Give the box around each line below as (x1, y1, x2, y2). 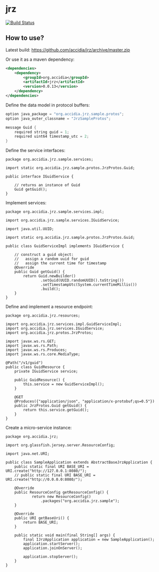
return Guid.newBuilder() (23, 274, 76, 279)
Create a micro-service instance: (5, 425, 72, 431)
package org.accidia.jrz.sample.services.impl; (5, 209, 105, 214)
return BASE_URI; (23, 520, 58, 525)
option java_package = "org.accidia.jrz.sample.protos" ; (5, 111, 124, 116)
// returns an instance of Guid (14, 183, 80, 188)
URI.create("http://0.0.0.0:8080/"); (5, 477, 83, 482)
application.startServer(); (23, 542, 80, 547)
